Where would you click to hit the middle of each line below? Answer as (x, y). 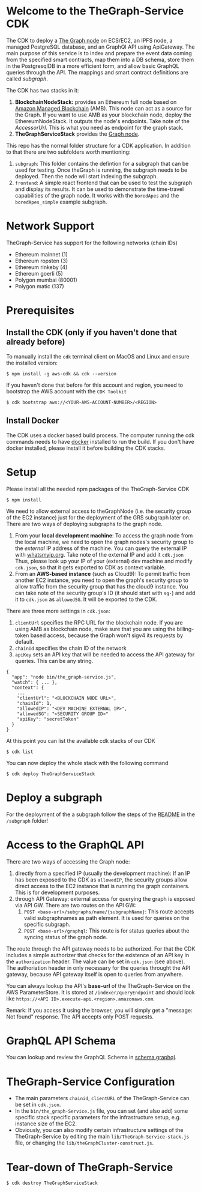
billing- (185, 629)
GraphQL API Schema (61, 1041)
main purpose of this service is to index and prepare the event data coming (99, 53)
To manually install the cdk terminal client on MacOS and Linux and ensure (98, 356)
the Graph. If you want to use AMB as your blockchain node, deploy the (103, 115)
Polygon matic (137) (39, 286)
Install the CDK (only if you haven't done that (92, 332)
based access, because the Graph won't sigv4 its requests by (107, 635)
